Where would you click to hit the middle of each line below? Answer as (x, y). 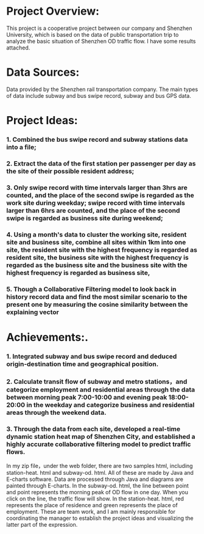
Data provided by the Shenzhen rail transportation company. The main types (102, 89)
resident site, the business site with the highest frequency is (97, 257)
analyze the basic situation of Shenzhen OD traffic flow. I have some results (101, 41)
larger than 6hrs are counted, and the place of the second (93, 210)
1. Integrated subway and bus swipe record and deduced (92, 356)
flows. (16, 452)
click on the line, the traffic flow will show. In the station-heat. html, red (95, 499)
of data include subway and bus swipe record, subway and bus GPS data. (99, 95)
